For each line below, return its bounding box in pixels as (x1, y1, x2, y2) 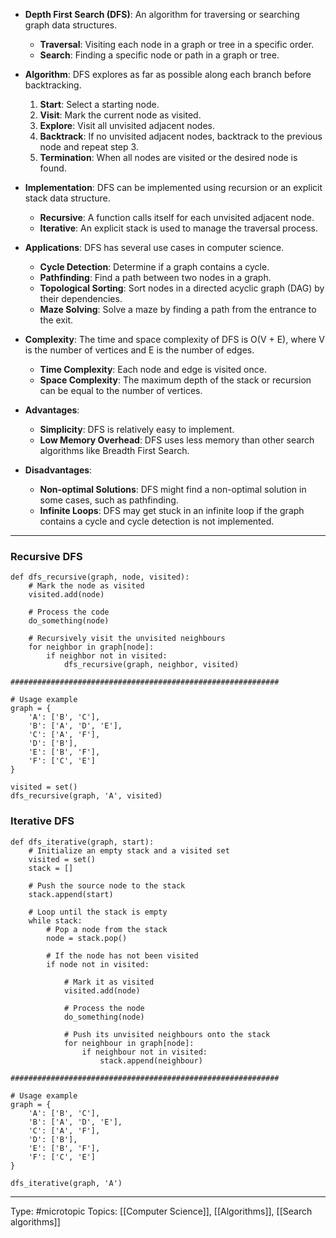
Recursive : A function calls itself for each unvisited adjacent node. (39, 212, 315, 223)
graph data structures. (24, 19, 118, 31)
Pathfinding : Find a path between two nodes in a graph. (39, 272, 272, 283)
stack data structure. (24, 192, 111, 204)
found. (39, 162, 67, 174)
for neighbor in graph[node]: (28, 642, 155, 653)
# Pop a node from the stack (46, 924, 168, 934)
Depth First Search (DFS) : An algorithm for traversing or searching (24, 9, 300, 20)
